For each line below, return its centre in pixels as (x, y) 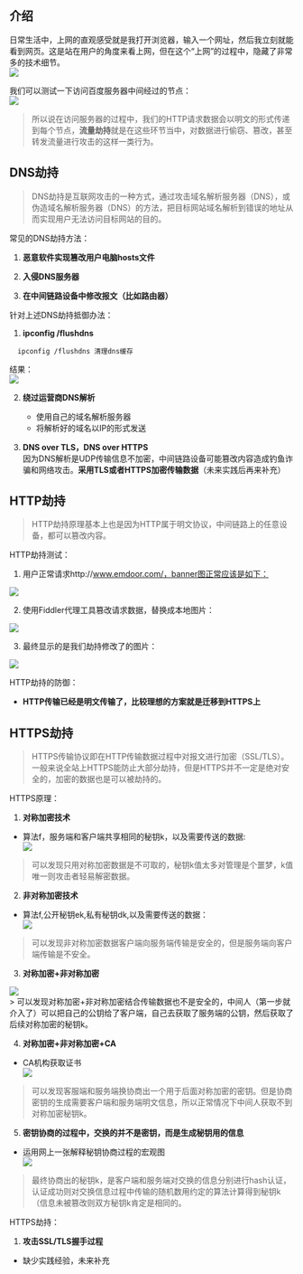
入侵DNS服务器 (50, 276)
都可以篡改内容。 (79, 535)
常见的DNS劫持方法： (50, 238)
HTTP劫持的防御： (44, 683)
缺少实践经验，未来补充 (66, 1260)
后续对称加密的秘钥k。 (51, 1024)
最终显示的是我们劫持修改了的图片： (90, 646)
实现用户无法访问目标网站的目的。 (103, 219)
